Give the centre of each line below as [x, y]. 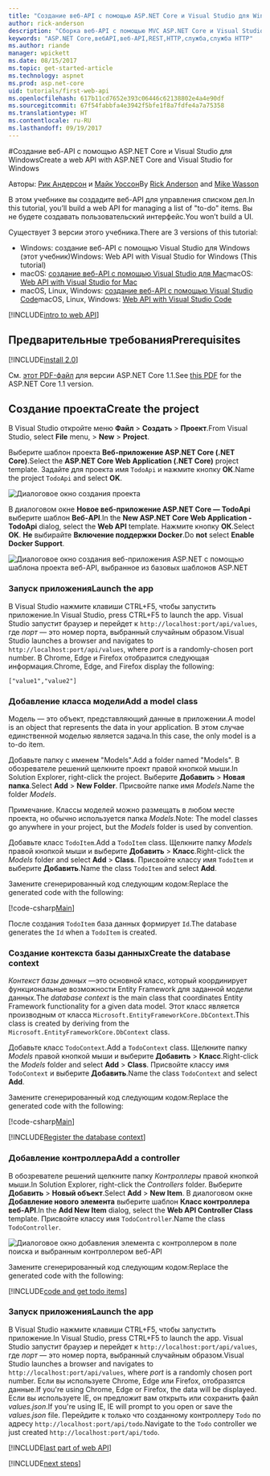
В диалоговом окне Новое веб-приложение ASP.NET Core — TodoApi [129, 509]
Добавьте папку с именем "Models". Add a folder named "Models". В [124, 760]
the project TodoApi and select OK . [65, 478]
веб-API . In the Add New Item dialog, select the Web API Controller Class [131, 1210]
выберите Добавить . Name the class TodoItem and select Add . [112, 868]
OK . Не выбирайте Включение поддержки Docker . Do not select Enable [131, 535]
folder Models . [33, 794]
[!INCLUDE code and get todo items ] [68, 1291]
